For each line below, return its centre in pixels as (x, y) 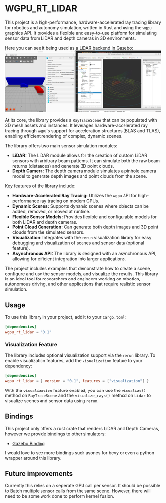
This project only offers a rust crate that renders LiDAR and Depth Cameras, (82, 428)
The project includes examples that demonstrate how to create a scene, (78, 269)
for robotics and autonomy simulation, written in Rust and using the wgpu (78, 27)
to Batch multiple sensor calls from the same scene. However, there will (78, 491)
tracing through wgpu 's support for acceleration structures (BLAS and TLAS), (83, 131)
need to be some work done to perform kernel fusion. (60, 496)
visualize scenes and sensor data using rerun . (52, 401)
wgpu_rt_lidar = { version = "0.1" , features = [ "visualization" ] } (77, 381)
